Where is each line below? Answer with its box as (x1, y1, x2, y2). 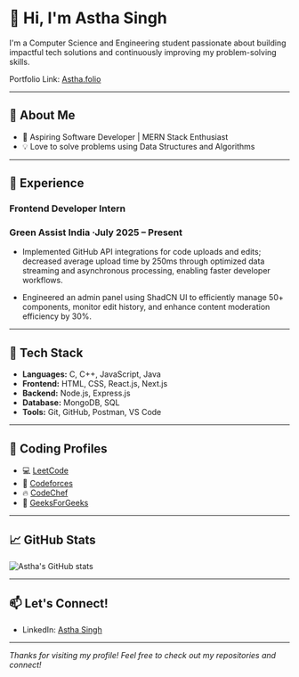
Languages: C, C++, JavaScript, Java (21, 369, 162, 379)
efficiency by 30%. (21, 311, 92, 322)
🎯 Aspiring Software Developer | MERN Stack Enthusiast (21, 131, 229, 142)
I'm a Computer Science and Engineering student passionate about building (9, 37, 287, 48)
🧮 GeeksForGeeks (21, 497, 89, 508)
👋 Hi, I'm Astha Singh (9, 8, 167, 29)
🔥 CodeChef (21, 487, 69, 498)
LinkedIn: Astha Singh (21, 624, 102, 635)
